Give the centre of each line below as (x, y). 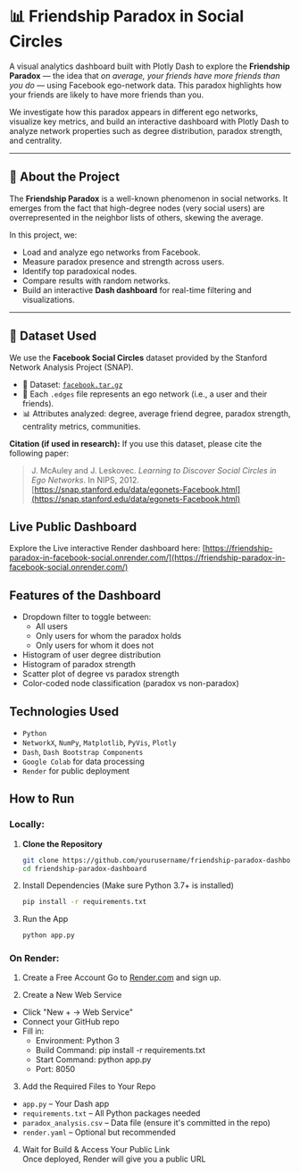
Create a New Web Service (72, 995)
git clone (41, 860)
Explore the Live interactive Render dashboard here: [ (108, 549)
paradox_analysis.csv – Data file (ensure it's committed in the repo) (146, 1123)
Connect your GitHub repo (71, 1022)
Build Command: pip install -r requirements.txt (120, 1051)
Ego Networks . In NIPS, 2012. (85, 480)
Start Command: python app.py (93, 1060)
